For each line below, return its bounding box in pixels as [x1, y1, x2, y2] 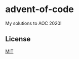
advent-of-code [5, 4, 74, 15]
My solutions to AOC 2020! [5, 20, 62, 26]
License [5, 35, 31, 43]
